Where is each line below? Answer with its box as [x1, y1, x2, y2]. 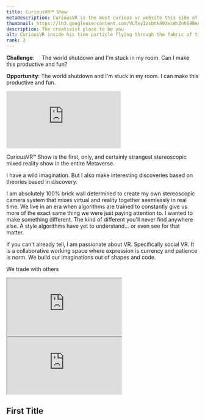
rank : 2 [6, 37, 26, 43]
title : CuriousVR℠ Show [6, 9, 68, 15]
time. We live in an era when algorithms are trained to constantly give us [6, 203, 188, 210]
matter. [6, 229, 24, 236]
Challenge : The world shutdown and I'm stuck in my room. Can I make [6, 54, 190, 61]
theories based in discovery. [6, 178, 77, 185]
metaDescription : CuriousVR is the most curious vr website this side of [6, 15, 198, 21]
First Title [6, 406, 44, 416]
